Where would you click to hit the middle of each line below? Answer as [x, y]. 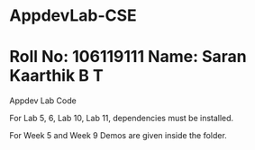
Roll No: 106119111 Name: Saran [128, 57]
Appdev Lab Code [43, 101]
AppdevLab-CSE [73, 16]
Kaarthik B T [56, 76]
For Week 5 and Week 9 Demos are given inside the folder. [118, 136]
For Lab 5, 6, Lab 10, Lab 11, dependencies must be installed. [122, 119]
